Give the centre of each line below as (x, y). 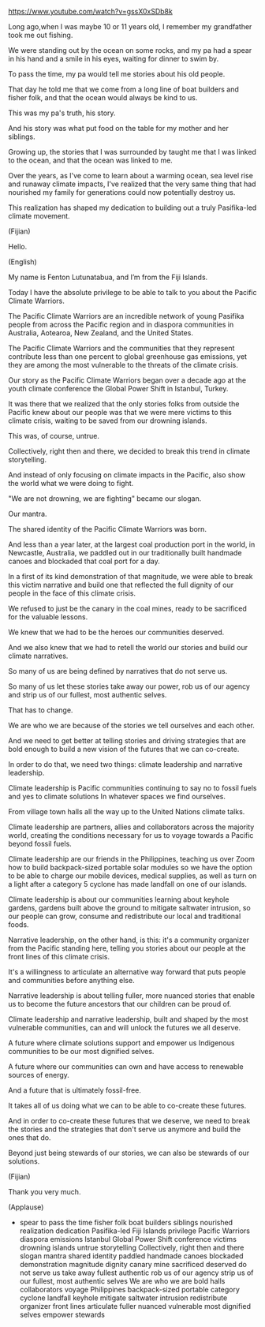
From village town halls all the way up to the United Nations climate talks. (127, 811)
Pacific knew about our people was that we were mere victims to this (120, 412)
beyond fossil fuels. (40, 844)
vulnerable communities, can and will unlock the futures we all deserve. (125, 1028)
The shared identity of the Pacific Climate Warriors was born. (108, 529)
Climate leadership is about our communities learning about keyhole (119, 899)
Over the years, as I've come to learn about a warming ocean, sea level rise (131, 176)
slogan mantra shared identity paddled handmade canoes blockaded (131, 1256)
